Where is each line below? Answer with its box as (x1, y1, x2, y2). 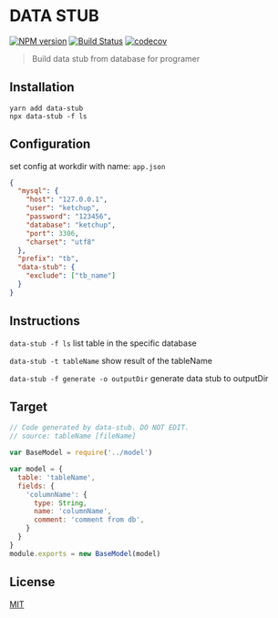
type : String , (33, 498, 88, 508)
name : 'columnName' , (33, 507, 112, 516)
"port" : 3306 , (26, 228, 79, 238)
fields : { (17, 481, 55, 491)
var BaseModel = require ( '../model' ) (9, 448, 153, 458)
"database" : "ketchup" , (26, 220, 117, 229)
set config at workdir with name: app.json (9, 160, 166, 171)
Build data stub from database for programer (31, 53, 201, 64)
